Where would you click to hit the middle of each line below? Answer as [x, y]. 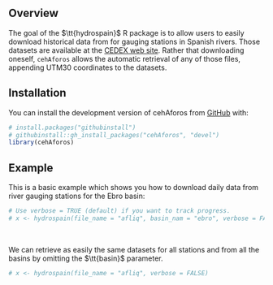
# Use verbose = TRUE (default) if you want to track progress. [119, 211]
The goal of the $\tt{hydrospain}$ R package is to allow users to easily [127, 32]
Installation [37, 93]
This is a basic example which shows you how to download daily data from [133, 188]
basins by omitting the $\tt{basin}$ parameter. [86, 258]
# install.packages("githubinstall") [72, 127]
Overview [34, 13]
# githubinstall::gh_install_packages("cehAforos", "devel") [114, 135]
